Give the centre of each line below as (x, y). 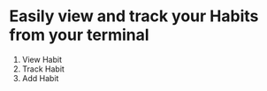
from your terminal (79, 35)
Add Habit (40, 78)
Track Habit (43, 69)
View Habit (42, 59)
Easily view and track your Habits (134, 16)
